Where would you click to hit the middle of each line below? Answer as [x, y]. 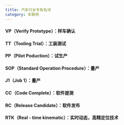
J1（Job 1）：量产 [23, 80]
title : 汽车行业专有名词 [28, 10]
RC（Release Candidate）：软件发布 [43, 105]
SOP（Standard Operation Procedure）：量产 [52, 68]
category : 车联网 [22, 14]
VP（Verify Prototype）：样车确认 [40, 31]
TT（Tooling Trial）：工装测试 [36, 43]
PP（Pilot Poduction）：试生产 [36, 56]
